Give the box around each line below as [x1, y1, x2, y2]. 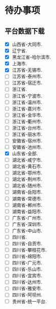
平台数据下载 [5, 27, 45, 35]
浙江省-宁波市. [12, 93, 42, 99]
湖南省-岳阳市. [12, 189, 42, 195]
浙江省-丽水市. [12, 131, 42, 137]
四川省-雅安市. [12, 285, 42, 292]
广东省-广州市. [12, 215, 42, 221]
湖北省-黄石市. [12, 163, 42, 170]
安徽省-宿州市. [12, 137, 42, 143]
